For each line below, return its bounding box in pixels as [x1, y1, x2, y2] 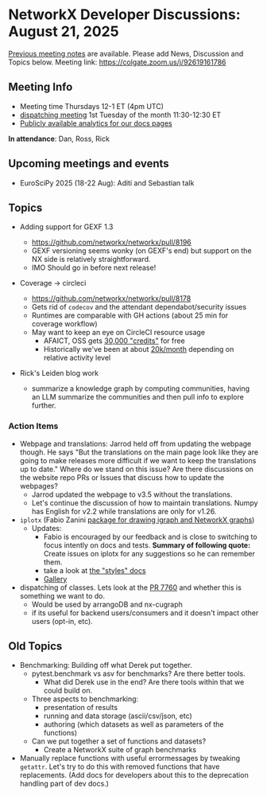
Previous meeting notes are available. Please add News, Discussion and [8, 49, 244, 58]
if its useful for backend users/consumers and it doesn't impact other [31, 607, 259, 618]
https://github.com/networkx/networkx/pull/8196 [31, 237, 192, 248]
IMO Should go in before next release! [31, 263, 157, 272]
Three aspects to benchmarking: [31, 694, 139, 704]
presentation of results [43, 703, 118, 712]
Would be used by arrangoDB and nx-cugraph [31, 599, 183, 609]
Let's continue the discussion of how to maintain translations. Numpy [31, 497, 258, 507]
